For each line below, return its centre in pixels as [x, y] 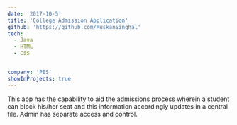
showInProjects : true [39, 78]
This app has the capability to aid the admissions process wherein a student [118, 99]
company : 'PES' [30, 72]
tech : [15, 34]
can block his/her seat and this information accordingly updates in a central [118, 106]
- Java [23, 40]
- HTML [23, 47]
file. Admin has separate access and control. [72, 114]
